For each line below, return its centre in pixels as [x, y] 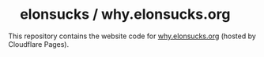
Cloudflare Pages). [39, 44]
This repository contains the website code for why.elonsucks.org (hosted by [132, 36]
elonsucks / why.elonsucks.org [125, 14]
